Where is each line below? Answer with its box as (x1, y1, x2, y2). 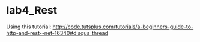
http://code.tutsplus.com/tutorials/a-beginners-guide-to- (52, 23, 194, 30)
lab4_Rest (6, 4, 58, 17)
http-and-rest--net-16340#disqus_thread (6, 29, 108, 36)
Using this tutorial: (6, 23, 52, 30)
